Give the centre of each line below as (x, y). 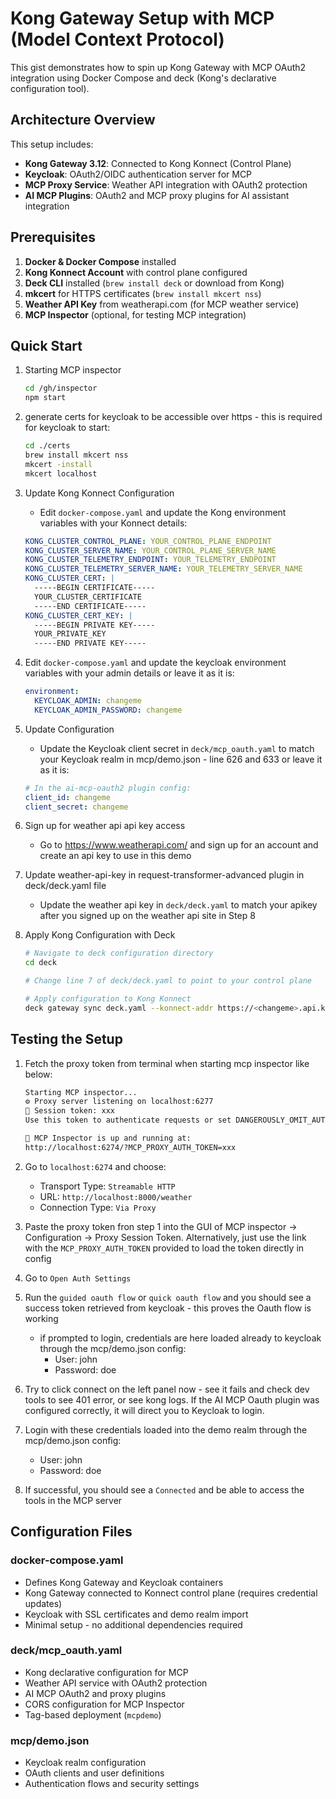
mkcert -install (58, 464)
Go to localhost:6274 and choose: (95, 1166)
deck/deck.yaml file (65, 886)
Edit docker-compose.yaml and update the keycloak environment (155, 663)
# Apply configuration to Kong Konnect (108, 999)
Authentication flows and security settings (112, 1784)
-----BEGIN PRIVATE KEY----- (95, 625)
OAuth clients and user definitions (94, 1773)
